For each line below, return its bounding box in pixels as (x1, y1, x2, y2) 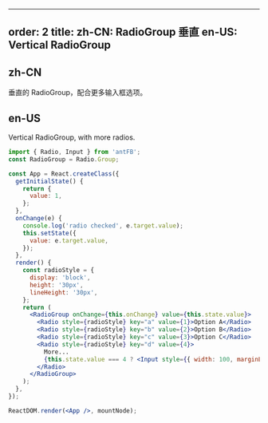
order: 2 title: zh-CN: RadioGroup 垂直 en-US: (8, 26, 238, 39)
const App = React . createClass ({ (8, 169, 120, 178)
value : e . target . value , (29, 236, 109, 244)
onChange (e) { (15, 215, 62, 223)
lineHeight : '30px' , (29, 288, 98, 296)
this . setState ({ (22, 229, 77, 237)
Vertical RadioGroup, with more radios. (8, 132, 136, 142)
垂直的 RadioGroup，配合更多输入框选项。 (8, 88, 148, 97)
